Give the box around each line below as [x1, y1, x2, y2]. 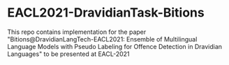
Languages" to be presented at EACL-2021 [7, 50, 131, 58]
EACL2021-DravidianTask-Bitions [7, 5, 205, 21]
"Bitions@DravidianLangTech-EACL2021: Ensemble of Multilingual [7, 35, 198, 43]
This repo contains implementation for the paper [7, 28, 147, 36]
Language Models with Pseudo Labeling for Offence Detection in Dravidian [7, 42, 222, 50]
